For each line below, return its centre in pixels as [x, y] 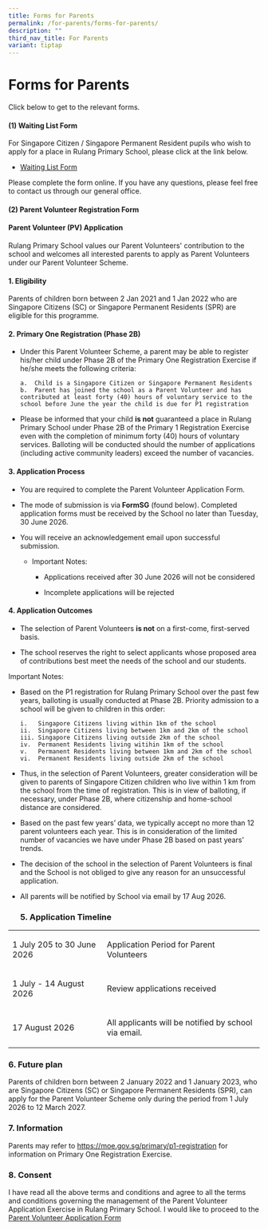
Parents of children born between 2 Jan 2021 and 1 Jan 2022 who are [123, 299]
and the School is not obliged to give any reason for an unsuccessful [132, 872]
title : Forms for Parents [51, 16]
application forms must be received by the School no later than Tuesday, [139, 513]
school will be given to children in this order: [93, 709]
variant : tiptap [35, 46]
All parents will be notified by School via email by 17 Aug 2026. [122, 896]
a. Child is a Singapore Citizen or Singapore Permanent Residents [136, 383]
